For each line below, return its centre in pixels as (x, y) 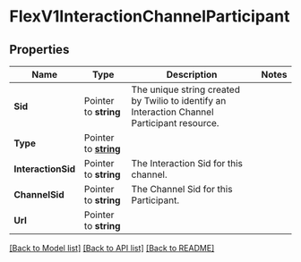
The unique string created (185, 89)
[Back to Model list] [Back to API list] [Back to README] (112, 248)
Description (192, 75)
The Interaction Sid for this (187, 163)
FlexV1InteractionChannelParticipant (150, 17)
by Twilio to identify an (179, 101)
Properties (39, 50)
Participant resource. (175, 123)
